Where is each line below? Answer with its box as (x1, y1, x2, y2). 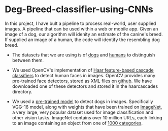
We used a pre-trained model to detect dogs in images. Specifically (12, 98, 153, 105)
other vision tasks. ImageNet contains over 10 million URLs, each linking (12, 114, 163, 120)
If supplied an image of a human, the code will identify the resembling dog (5, 37, 160, 43)
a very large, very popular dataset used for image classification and (12, 109, 154, 115)
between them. (12, 57, 44, 63)
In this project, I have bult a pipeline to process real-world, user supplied (5, 20, 156, 26)
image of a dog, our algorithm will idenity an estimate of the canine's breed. (5, 31, 163, 37)
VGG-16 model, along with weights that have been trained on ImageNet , (12, 104, 162, 110)
